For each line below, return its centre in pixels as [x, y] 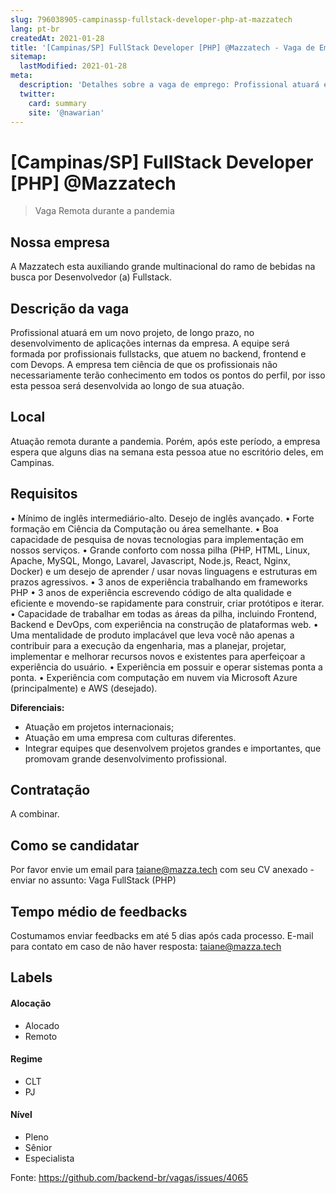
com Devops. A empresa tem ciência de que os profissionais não [144, 364]
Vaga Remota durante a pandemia [104, 211]
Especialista [49, 1158]
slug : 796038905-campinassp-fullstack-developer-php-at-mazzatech [151, 19]
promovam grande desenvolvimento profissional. [125, 758]
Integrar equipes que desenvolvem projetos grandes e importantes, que [173, 748]
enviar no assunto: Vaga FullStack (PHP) [93, 880]
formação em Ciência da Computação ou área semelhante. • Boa [144, 528]
